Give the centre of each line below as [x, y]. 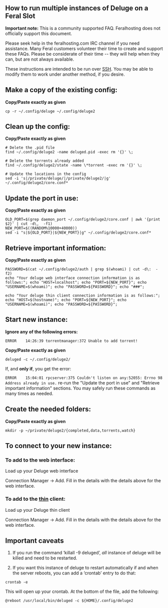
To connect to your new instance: [58, 446]
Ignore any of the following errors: [42, 332]
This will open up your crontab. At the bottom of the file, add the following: [82, 591]
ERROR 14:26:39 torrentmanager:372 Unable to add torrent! [71, 341]
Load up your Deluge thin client [38, 510]
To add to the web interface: [40, 460]
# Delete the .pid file [30, 148]
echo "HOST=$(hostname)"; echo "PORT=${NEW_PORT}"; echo [66, 300]
